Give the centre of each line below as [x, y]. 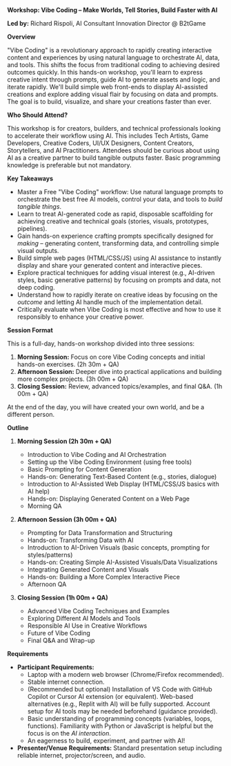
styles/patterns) [50, 555]
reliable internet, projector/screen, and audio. [81, 755]
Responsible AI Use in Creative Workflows [87, 626]
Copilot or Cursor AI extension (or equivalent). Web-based [110, 697]
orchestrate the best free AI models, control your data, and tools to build [120, 199]
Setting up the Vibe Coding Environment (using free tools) [110, 462]
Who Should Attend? [38, 115]
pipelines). [32, 228]
